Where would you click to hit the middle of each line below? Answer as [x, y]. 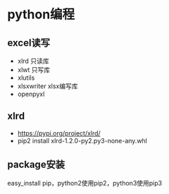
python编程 [41, 14]
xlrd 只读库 [33, 61]
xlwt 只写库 [34, 70]
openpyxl [31, 94]
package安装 [36, 165]
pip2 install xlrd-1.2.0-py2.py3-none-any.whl [82, 140]
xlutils [26, 78]
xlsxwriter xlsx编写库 [48, 86]
